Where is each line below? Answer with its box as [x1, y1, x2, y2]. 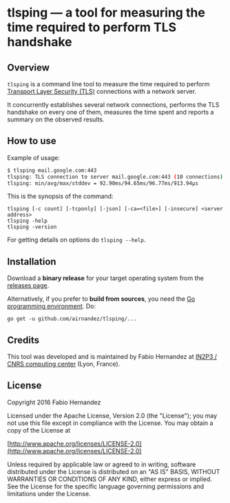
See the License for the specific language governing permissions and [7, 482, 205, 491]
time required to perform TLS [7, 19, 177, 35]
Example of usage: [7, 153, 61, 161]
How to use [7, 135, 56, 147]
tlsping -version [7, 224, 57, 230]
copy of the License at [7, 426, 71, 434]
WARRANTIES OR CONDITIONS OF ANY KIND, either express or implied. [7, 475, 212, 483]
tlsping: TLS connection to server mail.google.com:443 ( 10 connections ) [7, 173, 224, 180]
